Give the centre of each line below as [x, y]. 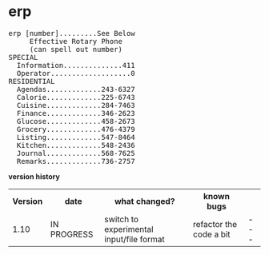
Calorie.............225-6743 [76, 97]
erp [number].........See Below [72, 33]
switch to [121, 219]
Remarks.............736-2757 [76, 161]
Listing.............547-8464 [76, 137]
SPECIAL [23, 57]
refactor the [215, 224]
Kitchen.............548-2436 [76, 145]
